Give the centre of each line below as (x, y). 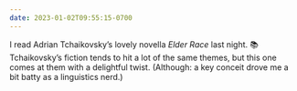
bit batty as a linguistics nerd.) (66, 76)
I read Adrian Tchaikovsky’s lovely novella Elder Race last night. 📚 (134, 44)
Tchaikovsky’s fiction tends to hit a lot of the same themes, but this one (143, 57)
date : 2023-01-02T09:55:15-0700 (71, 18)
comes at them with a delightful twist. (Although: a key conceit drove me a (149, 67)
